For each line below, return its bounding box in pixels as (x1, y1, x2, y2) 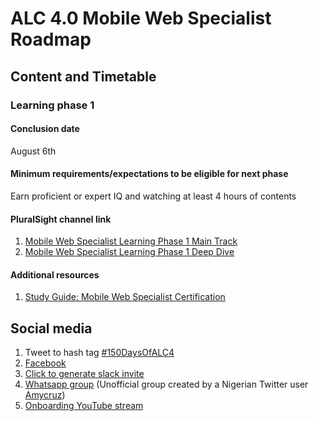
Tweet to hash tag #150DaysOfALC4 (24, 347, 175, 359)
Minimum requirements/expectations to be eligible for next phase (10, 168, 289, 180)
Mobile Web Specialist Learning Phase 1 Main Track (24, 235, 238, 247)
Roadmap (10, 28, 92, 51)
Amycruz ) (24, 389, 66, 401)
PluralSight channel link (10, 213, 112, 225)
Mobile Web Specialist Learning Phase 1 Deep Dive (24, 246, 235, 258)
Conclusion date (10, 123, 80, 135)
